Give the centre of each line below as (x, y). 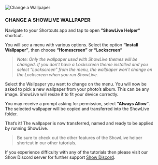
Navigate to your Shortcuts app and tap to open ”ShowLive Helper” (73, 30)
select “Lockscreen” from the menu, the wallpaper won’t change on (85, 69)
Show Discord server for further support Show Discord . (60, 157)
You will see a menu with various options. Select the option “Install (72, 45)
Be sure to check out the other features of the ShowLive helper (79, 138)
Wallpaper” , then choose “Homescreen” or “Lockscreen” (64, 50)
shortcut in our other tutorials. (46, 143)
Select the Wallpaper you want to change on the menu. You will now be (76, 84)
